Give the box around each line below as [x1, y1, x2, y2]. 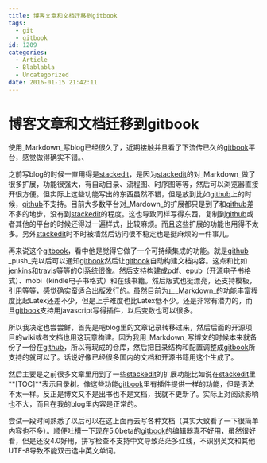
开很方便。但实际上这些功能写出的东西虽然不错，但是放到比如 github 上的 [8, 189, 245, 199]
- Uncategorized [15, 71, 69, 79]
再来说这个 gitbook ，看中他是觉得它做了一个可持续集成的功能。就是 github [8, 246, 249, 255]
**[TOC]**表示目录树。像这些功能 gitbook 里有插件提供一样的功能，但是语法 [8, 379, 255, 389]
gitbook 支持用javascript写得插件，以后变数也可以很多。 [15, 305, 197, 315]
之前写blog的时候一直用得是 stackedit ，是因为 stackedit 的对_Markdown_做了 [8, 169, 256, 179]
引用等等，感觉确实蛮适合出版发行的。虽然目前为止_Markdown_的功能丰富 [8, 286, 252, 295]
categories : [8, 49, 48, 56]
